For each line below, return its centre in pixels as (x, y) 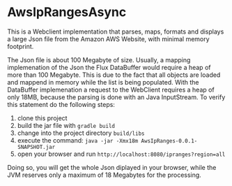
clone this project (42, 118)
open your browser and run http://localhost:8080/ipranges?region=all (121, 154)
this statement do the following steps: (61, 104)
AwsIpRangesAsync (67, 12)
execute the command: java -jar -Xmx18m (78, 140)
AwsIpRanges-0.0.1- (169, 141)
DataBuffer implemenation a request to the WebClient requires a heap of (111, 90)
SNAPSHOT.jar (36, 147)
